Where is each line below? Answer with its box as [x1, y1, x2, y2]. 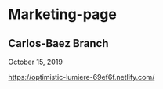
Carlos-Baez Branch [8, 37, 109, 50]
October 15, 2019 [8, 57, 63, 66]
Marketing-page [8, 5, 118, 23]
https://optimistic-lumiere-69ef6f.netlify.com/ [8, 73, 155, 81]
